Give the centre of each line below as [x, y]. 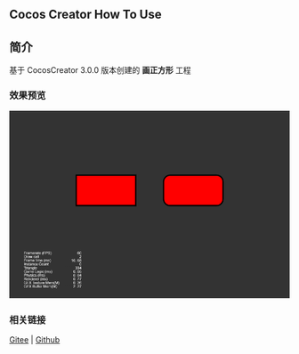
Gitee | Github [35, 340]
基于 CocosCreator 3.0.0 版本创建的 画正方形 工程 [100, 70]
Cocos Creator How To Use [85, 15]
